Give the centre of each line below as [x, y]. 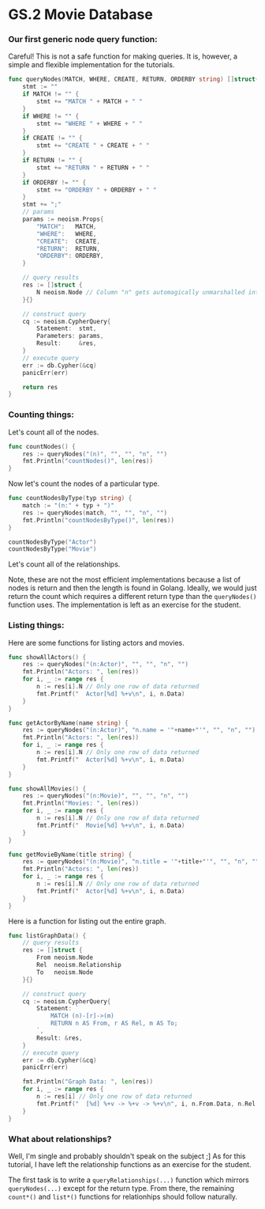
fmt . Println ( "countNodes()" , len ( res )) [88, 461]
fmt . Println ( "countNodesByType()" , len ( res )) [99, 520]
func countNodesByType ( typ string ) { [70, 498]
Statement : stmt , [67, 329]
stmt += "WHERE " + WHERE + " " [90, 123]
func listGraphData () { [47, 935]
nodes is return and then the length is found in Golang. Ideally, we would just [132, 588]
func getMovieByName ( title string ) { [70, 855]
